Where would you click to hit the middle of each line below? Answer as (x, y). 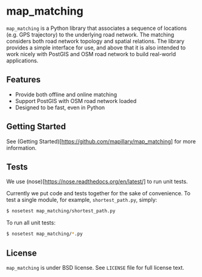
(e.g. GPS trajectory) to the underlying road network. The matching (90, 34)
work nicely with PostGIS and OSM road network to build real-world (91, 54)
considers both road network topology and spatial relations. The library (95, 41)
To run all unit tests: (31, 223)
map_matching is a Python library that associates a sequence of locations (97, 28)
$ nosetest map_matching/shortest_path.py (61, 211)
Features (23, 80)
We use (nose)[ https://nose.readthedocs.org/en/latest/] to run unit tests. (97, 182)
